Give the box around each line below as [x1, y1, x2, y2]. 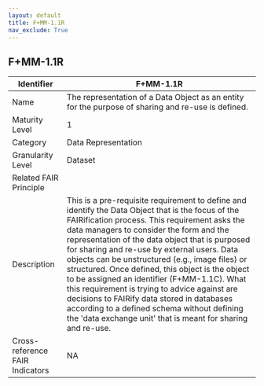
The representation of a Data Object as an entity [66, 92, 244, 103]
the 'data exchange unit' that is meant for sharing [66, 313, 248, 324]
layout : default [8, 11, 61, 20]
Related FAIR [12, 172, 59, 183]
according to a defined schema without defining [66, 303, 244, 314]
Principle [12, 182, 45, 193]
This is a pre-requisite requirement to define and [66, 195, 247, 206]
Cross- [12, 336, 39, 347]
